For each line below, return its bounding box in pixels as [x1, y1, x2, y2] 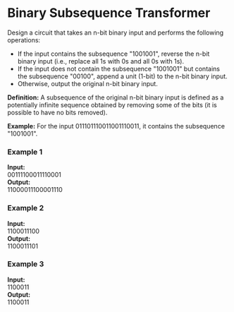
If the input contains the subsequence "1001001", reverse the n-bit [17, 49, 210, 58]
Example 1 [7, 147, 43, 157]
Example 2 [7, 203, 44, 213]
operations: [7, 35, 41, 44]
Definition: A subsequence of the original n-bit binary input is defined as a [7, 93, 224, 102]
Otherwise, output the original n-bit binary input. [17, 79, 159, 88]
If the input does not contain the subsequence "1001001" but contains [17, 64, 221, 73]
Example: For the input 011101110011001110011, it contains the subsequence [7, 121, 226, 130]
